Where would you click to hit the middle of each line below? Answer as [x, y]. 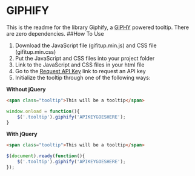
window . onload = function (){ [43, 111]
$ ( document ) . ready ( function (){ [46, 156]
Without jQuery [26, 89]
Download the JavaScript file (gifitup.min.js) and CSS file [86, 45]
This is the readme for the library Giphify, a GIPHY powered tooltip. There [98, 27]
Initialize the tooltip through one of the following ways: [83, 77]
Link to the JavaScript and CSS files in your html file [80, 65]
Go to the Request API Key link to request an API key [81, 71]
